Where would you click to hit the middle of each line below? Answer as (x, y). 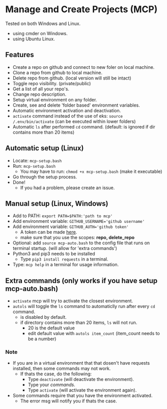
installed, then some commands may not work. (62, 369)
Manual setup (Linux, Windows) (57, 203)
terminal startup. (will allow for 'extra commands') (65, 248)
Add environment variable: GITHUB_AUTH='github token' (71, 227)
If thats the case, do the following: (56, 374)
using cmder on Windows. (40, 33)
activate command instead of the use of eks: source (68, 116)
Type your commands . (51, 385)
